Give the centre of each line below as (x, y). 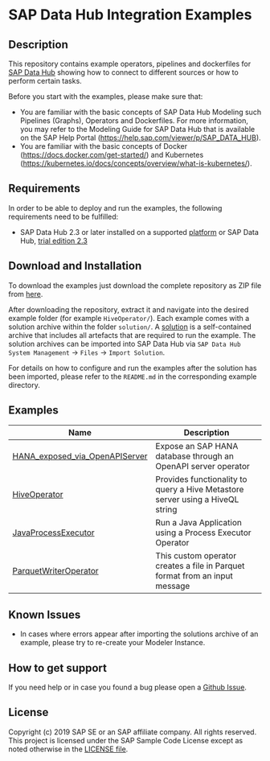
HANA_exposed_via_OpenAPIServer (80, 456)
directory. (24, 385)
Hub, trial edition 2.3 (54, 241)
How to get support (57, 668)
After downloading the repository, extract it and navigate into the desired (129, 309)
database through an (195, 456)
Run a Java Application (199, 523)
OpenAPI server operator (203, 467)
